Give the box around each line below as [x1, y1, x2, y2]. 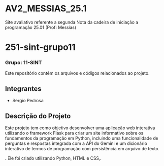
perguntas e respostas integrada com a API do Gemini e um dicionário [5, 140, 148, 146]
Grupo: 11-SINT [5, 59, 42, 66]
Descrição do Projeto [5, 111, 71, 120]
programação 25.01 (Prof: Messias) [5, 24, 76, 30]
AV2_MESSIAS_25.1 [5, 3, 87, 14]
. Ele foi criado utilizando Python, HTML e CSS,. [5, 155, 102, 161]
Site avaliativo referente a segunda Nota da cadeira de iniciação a [5, 19, 138, 25]
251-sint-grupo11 [5, 42, 76, 53]
